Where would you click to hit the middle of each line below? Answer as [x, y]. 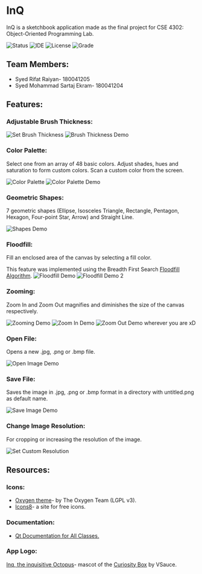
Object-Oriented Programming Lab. [50, 33]
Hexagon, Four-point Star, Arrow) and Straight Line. [70, 217]
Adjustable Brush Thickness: [50, 122]
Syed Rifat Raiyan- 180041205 [52, 79]
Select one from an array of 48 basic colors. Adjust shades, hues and [93, 163]
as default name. [27, 399]
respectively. [22, 311]
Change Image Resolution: [46, 426]
